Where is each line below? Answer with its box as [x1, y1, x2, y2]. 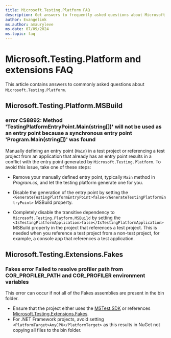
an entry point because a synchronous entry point [5, 130, 132, 137]
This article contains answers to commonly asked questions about [5, 81, 144, 87]
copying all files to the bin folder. [12, 327, 82, 333]
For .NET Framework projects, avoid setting [12, 316, 104, 323]
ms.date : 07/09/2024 [5, 27, 50, 32]
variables [5, 278, 29, 285]
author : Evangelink [5, 17, 47, 22]
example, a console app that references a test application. [12, 235, 135, 241]
